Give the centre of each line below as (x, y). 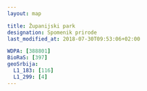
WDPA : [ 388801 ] (29, 51)
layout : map (24, 13)
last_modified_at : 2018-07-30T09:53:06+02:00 (73, 39)
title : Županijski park (41, 26)
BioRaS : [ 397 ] (28, 58)
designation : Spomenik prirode (52, 32)
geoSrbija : (23, 64)
